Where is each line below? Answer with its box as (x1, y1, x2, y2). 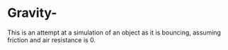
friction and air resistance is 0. (7, 35, 96, 44)
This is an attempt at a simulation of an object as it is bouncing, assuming (7, 28, 222, 37)
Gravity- (7, 5, 57, 21)
